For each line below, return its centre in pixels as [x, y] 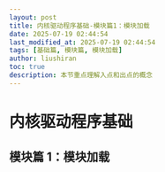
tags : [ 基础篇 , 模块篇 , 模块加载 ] [66, 51]
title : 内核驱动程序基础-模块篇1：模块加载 [79, 26]
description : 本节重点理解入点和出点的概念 [81, 75]
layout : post [33, 17]
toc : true [27, 67]
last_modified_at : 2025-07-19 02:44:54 [82, 42]
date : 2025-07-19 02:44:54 [59, 34]
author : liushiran [43, 59]
